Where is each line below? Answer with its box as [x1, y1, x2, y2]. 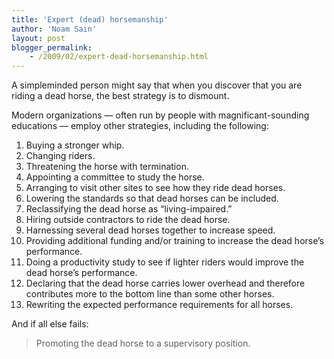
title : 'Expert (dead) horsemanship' [11, 14, 169, 25]
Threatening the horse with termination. [25, 161, 189, 173]
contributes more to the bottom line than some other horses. [25, 288, 275, 300]
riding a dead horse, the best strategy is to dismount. [11, 90, 230, 102]
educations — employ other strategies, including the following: [11, 120, 269, 132]
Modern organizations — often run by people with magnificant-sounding [11, 109, 310, 121]
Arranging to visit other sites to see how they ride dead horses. [25, 182, 286, 194]
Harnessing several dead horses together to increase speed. [25, 224, 276, 236]
